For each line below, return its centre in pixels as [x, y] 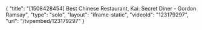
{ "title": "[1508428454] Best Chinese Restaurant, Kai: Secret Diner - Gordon [101, 9]
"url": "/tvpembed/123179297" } [45, 21]
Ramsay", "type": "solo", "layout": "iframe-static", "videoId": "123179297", [97, 15]
